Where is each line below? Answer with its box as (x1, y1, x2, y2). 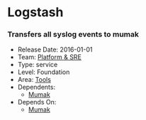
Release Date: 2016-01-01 (17, 45, 94, 54)
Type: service (17, 61, 58, 69)
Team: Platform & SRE (17, 53, 82, 61)
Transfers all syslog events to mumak (7, 30, 140, 40)
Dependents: (17, 83, 55, 92)
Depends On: (17, 98, 57, 107)
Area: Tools (17, 76, 52, 84)
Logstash (7, 4, 64, 20)
